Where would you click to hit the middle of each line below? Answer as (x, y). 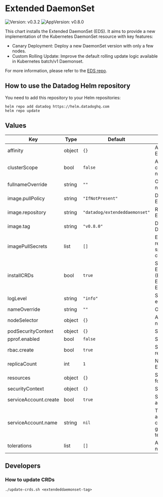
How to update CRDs (30, 480)
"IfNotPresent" (100, 198)
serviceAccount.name (32, 422)
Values (16, 126)
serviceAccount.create (33, 400)
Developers (23, 466)
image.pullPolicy (26, 198)
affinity (15, 150)
